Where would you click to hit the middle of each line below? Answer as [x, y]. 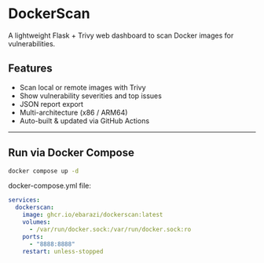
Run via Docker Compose [71, 153]
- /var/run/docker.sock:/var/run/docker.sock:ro [110, 229]
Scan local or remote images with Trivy [83, 87]
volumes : [37, 222]
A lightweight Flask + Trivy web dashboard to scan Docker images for [121, 35]
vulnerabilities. [32, 43]
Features [30, 69]
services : [24, 200]
